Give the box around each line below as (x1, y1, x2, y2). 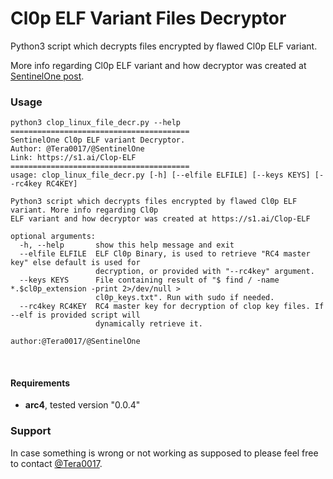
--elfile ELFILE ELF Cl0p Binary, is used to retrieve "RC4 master (19, 249, 311, 259)
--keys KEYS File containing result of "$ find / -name (19, 275, 280, 286)
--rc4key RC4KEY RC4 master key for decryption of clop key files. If (19, 302, 325, 312)
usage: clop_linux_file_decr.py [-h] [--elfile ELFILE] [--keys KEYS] (10, 170, 311, 181)
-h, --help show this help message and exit (19, 240, 235, 251)
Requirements (10, 377, 71, 389)
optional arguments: (10, 232, 97, 242)
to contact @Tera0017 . (10, 457, 103, 469)
